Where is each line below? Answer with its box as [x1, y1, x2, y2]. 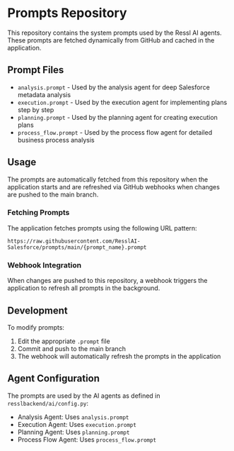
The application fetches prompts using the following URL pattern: [7, 223, 197, 232]
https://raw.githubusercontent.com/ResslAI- [7, 238, 141, 245]
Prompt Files [7, 64, 64, 76]
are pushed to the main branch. [7, 190, 99, 199]
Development [7, 304, 69, 316]
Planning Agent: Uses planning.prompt [17, 428, 130, 436]
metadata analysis [17, 90, 71, 99]
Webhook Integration [7, 260, 82, 270]
